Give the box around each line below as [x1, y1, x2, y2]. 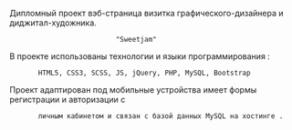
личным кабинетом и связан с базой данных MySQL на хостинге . [37, 112, 284, 121]
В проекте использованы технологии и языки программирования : [9, 51, 271, 62]
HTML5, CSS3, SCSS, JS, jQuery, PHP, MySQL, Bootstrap [37, 68, 251, 77]
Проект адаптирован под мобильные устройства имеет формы [9, 85, 257, 95]
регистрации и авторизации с [9, 95, 126, 105]
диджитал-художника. [9, 17, 98, 28]
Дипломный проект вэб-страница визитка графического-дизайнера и [9, 8, 285, 18]
